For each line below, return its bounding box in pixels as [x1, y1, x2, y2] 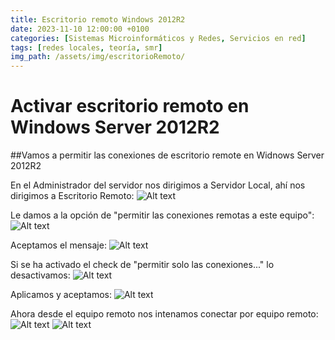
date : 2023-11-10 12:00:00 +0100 [10, 24, 150, 34]
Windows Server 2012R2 [10, 116, 220, 139]
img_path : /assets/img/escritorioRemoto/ [10, 52, 186, 62]
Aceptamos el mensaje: [10, 239, 107, 251]
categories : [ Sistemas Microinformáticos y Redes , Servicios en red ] [10, 33, 307, 43]
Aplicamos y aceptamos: [10, 289, 112, 301]
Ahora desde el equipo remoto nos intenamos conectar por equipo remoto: [10, 308, 319, 320]
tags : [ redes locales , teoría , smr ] [10, 42, 163, 53]
